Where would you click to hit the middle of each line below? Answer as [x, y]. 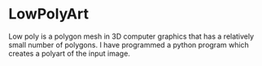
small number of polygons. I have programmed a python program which [129, 44]
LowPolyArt [49, 14]
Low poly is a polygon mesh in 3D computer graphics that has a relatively [131, 36]
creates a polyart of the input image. [69, 53]
